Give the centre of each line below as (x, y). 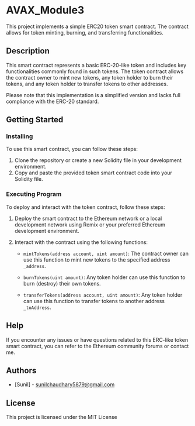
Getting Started (35, 120)
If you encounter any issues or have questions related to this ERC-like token (97, 339)
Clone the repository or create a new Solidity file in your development (98, 160)
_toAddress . (37, 307)
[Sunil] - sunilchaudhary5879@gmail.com (65, 384)
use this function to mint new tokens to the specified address (97, 260)
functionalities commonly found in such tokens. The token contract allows (95, 71)
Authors (21, 370)
